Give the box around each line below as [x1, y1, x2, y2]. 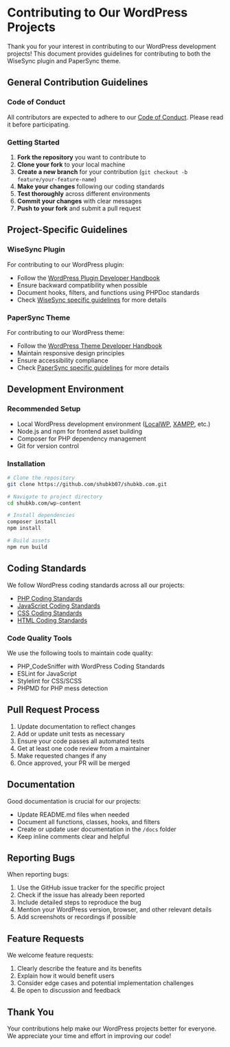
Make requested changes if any [16, 751, 107, 760]
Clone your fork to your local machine [16, 160, 126, 168]
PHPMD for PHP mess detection [16, 684, 108, 692]
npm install [7, 525, 41, 532]
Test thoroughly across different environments [16, 189, 150, 197]
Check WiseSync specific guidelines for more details [16, 296, 167, 304]
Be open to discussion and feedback [16, 987, 122, 995]
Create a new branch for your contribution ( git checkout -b [16, 167, 188, 176]
